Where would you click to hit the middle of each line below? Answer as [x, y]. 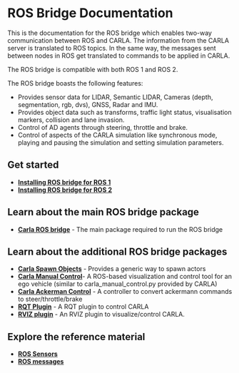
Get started [33, 165]
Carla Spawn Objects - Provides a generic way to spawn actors [112, 269]
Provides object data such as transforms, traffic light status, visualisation [124, 112]
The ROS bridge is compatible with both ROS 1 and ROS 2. [93, 69]
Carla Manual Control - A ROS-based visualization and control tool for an [125, 277]
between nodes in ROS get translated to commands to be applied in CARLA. [119, 56]
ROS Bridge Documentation [90, 13]
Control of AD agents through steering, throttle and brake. [102, 127]
